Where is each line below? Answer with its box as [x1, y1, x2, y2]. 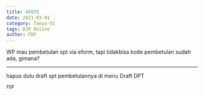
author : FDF [6, 32, 36, 38]
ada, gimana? [6, 55, 40, 62]
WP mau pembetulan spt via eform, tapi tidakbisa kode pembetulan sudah [6, 48, 191, 55]
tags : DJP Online [6, 26, 50, 32]
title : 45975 [6, 9, 39, 15]
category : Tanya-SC [6, 20, 56, 26]
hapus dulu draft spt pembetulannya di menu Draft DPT [6, 72, 144, 80]
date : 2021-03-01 [6, 15, 50, 21]
